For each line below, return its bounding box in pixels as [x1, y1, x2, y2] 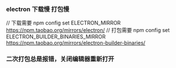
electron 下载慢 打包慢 [6, 5, 69, 13]
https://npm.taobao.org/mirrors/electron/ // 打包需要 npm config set [6, 27, 170, 34]
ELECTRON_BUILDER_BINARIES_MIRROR [6, 33, 106, 40]
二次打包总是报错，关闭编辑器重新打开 [6, 55, 114, 63]
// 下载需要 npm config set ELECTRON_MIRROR [6, 19, 121, 27]
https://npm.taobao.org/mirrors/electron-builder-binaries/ [6, 40, 145, 46]
